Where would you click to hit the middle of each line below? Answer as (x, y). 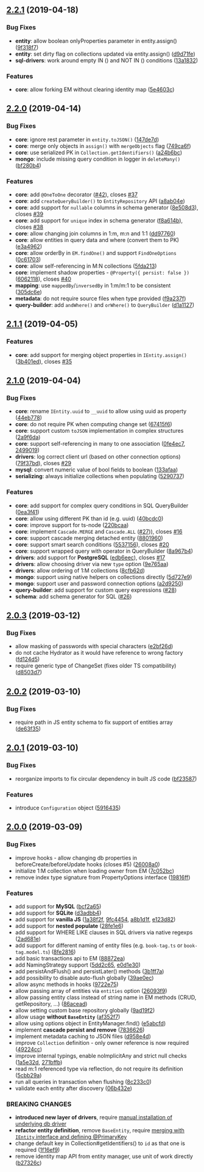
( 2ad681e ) (28, 938)
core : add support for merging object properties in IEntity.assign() (101, 355)
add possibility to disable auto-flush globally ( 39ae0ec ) (84, 978)
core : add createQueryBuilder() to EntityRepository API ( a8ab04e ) (100, 201)
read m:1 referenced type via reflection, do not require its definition (99, 1069)
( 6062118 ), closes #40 (43, 279)
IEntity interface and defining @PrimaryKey (71, 1137)
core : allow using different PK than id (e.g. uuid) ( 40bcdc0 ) (89, 518)
